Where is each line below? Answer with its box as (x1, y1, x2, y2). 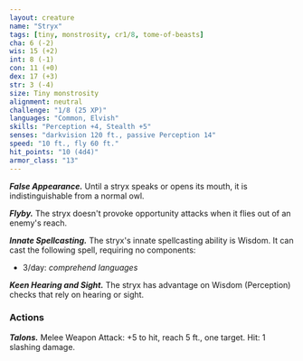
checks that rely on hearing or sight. (9, 289, 145, 300)
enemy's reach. (9, 218, 68, 228)
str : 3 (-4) (9, 80, 54, 89)
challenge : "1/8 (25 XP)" (9, 106, 107, 115)
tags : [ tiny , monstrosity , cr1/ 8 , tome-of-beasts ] (9, 30, 204, 39)
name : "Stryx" (9, 22, 63, 31)
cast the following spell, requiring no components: (9, 245, 196, 255)
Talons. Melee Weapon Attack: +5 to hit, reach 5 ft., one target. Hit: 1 (9, 331, 266, 343)
